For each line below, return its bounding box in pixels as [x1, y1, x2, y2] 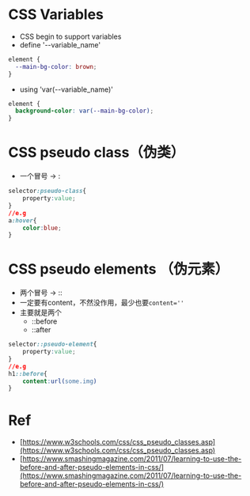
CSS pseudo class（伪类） [8, 144, 185, 161]
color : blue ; [22, 224, 62, 232]
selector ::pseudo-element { [8, 340, 97, 349]
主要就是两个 [19, 308, 62, 317]
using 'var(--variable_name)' [19, 85, 113, 94]
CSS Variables [8, 6, 104, 24]
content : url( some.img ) [22, 377, 97, 385]
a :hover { [8, 216, 37, 225]
